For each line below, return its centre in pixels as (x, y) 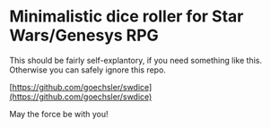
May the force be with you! (59, 114)
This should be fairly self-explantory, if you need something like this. (136, 60)
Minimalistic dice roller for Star (127, 17)
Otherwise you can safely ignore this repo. (87, 70)
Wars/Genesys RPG (84, 35)
